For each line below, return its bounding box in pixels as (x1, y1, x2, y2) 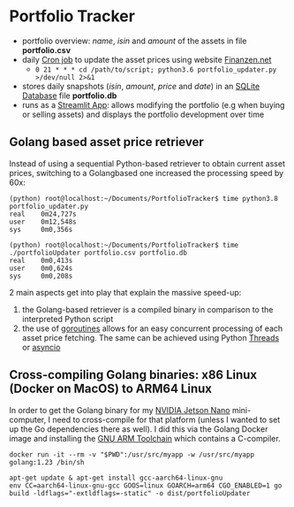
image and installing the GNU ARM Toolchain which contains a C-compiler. (9, 433, 281, 443)
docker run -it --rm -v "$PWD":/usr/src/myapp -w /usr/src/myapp (9, 449, 254, 459)
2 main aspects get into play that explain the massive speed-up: (9, 287, 242, 297)
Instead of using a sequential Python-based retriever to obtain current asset (9, 157, 285, 169)
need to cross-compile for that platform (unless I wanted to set (52, 414, 281, 425)
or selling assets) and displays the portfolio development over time (21, 109, 265, 119)
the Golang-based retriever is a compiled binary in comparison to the (21, 303, 274, 315)
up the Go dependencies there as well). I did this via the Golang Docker (9, 423, 268, 434)
